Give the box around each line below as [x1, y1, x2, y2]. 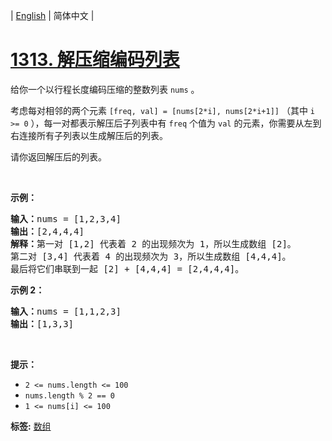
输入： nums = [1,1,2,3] [10, 305, 122, 317]
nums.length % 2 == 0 [24, 390, 115, 401]
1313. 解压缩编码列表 [10, 49, 180, 71]
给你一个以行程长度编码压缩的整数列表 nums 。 [10, 83, 200, 95]
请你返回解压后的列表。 [10, 150, 107, 163]
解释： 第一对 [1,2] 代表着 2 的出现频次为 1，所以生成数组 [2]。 [10, 238, 297, 249]
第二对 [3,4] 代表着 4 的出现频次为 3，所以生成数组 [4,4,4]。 [10, 250, 292, 262]
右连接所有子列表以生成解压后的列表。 [10, 129, 168, 141]
